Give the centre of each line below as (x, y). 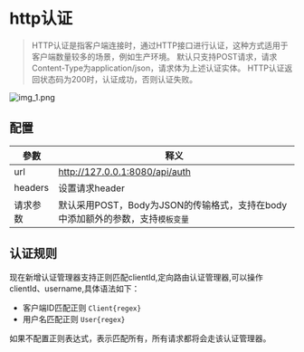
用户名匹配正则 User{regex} (74, 319)
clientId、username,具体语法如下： (75, 288)
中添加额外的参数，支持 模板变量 (123, 218)
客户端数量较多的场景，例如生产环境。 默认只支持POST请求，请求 (154, 56)
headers (32, 187)
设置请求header (91, 188)
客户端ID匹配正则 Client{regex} (82, 308)
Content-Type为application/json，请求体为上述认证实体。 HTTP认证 (158, 68)
